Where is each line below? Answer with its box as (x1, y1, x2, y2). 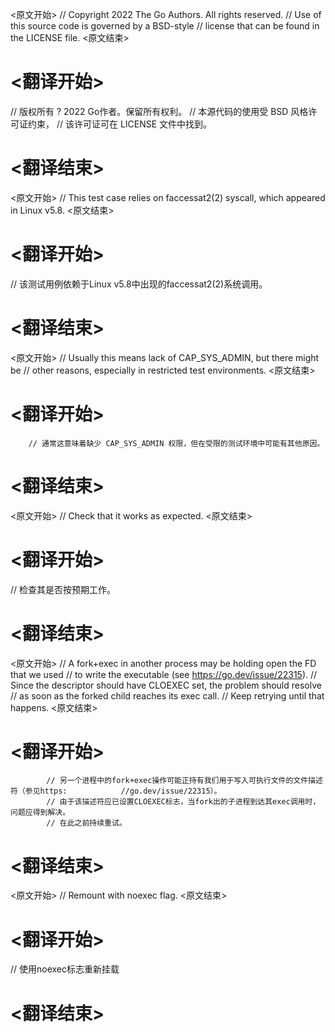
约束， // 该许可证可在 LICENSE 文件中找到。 (27, 118, 213, 130)
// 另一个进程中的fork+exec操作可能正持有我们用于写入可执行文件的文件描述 (46, 776, 323, 786)
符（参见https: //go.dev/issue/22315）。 (10, 786, 222, 797)
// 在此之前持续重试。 (46, 818, 127, 828)
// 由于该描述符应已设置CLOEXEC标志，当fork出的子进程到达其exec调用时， (46, 797, 321, 807)
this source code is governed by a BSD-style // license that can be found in (10, 20, 320, 32)
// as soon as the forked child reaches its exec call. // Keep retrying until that (10, 689, 325, 702)
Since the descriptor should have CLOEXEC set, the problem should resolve (10, 679, 322, 691)
